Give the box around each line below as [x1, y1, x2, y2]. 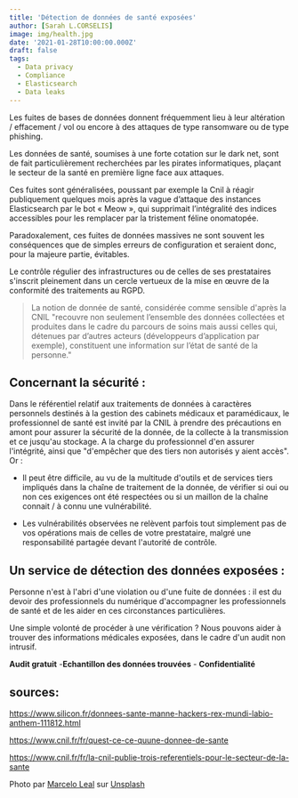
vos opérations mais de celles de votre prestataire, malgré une [21, 528, 252, 538]
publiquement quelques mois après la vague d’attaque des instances [9, 193, 262, 205]
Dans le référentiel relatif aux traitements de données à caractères [9, 399, 252, 409]
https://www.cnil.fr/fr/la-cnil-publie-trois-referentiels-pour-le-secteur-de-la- [9, 752, 290, 762]
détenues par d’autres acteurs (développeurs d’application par [30, 330, 260, 341]
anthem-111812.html [9, 717, 82, 728]
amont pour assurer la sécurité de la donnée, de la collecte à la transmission [9, 427, 289, 438]
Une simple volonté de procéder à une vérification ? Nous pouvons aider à [9, 623, 282, 633]
